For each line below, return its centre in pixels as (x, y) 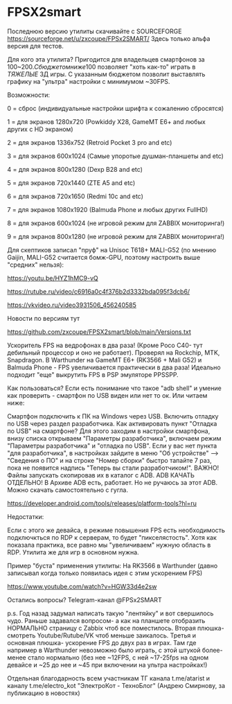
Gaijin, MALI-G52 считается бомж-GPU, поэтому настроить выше (104, 257)
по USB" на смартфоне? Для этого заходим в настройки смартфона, (109, 431)
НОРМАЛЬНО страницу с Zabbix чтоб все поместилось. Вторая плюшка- (116, 628)
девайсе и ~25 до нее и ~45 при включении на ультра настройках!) (107, 665)
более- (212, 650)
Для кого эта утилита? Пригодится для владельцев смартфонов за (106, 59)
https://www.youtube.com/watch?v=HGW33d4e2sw (82, 586)
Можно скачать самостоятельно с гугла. (68, 490)
